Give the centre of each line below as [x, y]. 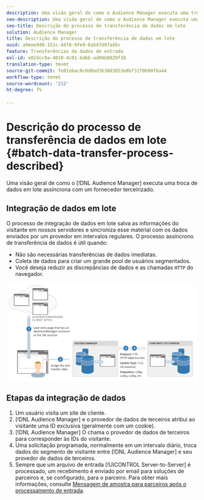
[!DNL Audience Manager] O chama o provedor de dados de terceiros [102, 432]
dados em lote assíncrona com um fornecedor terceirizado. [80, 189]
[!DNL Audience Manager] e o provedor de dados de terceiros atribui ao [105, 419]
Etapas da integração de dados [66, 398]
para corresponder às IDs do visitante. [63, 438]
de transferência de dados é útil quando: [57, 242]
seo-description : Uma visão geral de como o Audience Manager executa [97, 19]
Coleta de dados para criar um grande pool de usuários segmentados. [103, 261]
